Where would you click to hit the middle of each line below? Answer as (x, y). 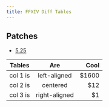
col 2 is (20, 85)
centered (55, 85)
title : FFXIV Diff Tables (39, 12)
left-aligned (55, 76)
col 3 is (20, 95)
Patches (22, 36)
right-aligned (54, 95)
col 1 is (20, 76)
